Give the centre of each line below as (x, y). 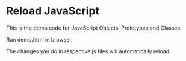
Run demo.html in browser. (40, 39)
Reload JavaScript (53, 11)
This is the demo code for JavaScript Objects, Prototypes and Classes (93, 28)
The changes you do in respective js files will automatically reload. (88, 51)
